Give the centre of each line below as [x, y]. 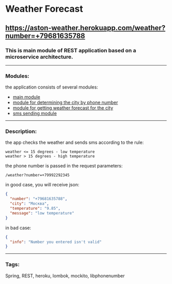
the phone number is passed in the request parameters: [64, 166]
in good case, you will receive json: [42, 185]
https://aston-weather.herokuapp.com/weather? [85, 28]
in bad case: [18, 228]
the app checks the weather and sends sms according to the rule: [75, 143]
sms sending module [35, 114]
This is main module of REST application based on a [71, 50]
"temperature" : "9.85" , [35, 209]
